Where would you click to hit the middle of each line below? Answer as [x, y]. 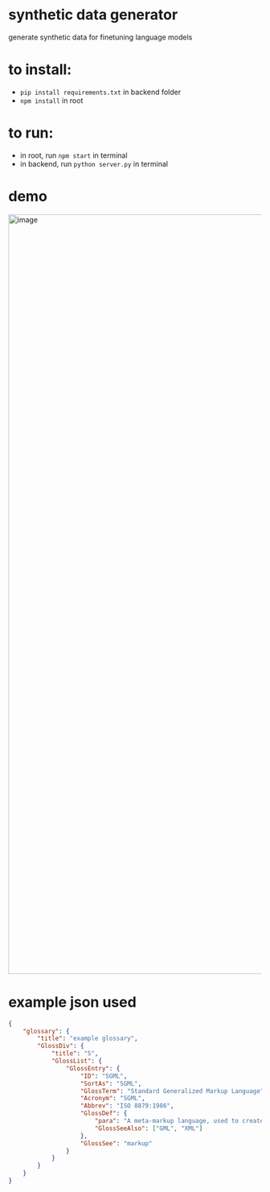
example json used [72, 1002]
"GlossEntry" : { [93, 1068]
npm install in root [51, 100]
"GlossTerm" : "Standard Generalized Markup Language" [172, 1091]
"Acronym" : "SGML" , [113, 1099]
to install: [40, 70]
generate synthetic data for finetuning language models [100, 37]
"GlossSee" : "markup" [116, 1143]
